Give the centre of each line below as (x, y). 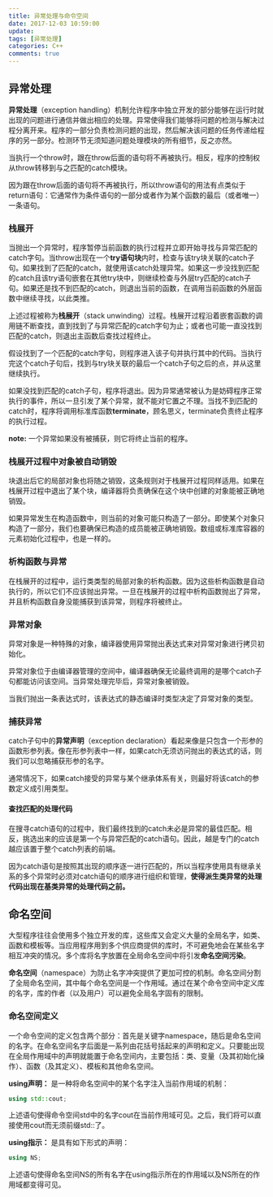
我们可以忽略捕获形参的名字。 (58, 761)
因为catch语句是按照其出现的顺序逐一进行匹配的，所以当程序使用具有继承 (132, 865)
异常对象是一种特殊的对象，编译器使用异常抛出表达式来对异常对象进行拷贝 (133, 644)
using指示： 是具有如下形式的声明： (69, 1143)
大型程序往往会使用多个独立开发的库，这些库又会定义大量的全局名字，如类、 (136, 935)
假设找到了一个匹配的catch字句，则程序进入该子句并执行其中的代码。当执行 (135, 353)
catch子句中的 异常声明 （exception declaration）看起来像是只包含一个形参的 (136, 741)
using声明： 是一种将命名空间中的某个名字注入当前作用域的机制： (119, 1083)
